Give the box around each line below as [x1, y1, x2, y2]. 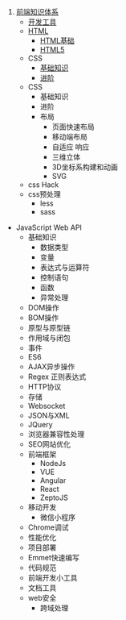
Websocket [27, 402, 66, 410]
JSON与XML [27, 410, 70, 420]
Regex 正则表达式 [27, 372, 87, 381]
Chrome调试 [27, 522, 69, 532]
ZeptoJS [39, 493, 68, 502]
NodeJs [39, 459, 67, 468]
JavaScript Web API [15, 223, 83, 232]
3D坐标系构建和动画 [51, 162, 118, 172]
